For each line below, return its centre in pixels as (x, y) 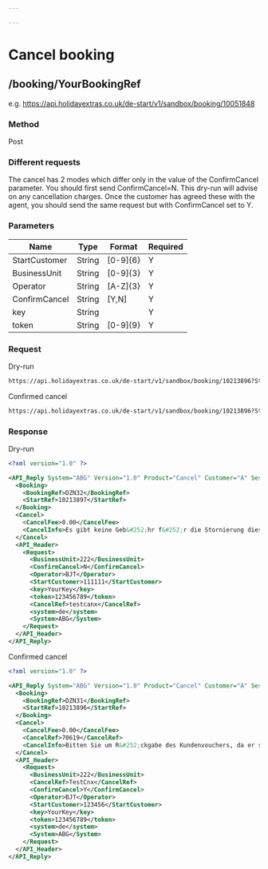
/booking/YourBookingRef (75, 84)
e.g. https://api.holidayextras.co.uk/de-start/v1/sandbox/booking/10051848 (132, 103)
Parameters (31, 226)
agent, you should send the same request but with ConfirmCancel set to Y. (131, 205)
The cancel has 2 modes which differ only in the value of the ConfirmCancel (134, 180)
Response (28, 431)
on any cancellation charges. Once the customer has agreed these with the (132, 197)
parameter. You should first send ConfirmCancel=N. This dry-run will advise (133, 188)
